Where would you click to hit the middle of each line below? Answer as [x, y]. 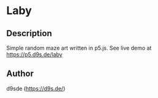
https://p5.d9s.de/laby [34, 55]
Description [29, 33]
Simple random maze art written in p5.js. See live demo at [79, 48]
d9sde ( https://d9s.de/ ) [36, 88]
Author [20, 74]
